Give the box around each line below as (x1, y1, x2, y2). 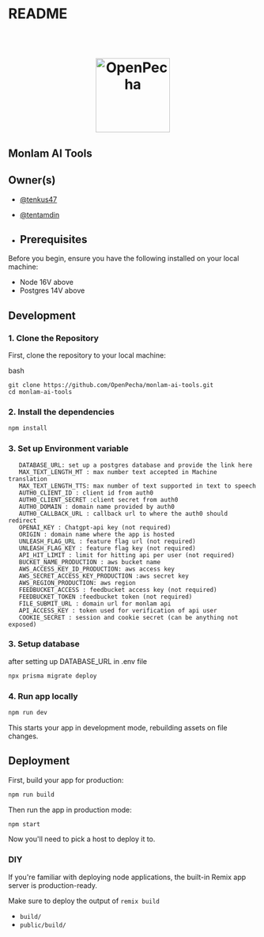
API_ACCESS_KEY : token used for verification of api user (18, 606, 217, 614)
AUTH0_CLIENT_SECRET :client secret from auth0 (18, 495, 179, 503)
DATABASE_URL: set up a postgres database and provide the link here (18, 461, 253, 469)
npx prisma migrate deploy (8, 672, 97, 680)
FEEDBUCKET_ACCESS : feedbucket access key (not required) (18, 586, 217, 594)
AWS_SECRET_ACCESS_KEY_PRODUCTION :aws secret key (18, 571, 190, 580)
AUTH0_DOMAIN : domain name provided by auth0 (18, 503, 175, 510)
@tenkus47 (19, 195, 58, 204)
